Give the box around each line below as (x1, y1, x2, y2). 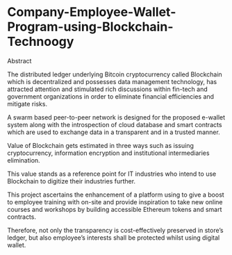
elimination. (7, 156, 40, 164)
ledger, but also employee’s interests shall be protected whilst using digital (7, 233, 220, 242)
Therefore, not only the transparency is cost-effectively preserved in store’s (7, 226, 224, 234)
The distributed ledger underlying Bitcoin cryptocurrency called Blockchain (7, 70, 222, 79)
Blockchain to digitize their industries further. (7, 176, 136, 185)
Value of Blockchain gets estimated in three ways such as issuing (7, 141, 194, 149)
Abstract (7, 56, 32, 65)
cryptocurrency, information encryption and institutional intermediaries (7, 149, 210, 157)
